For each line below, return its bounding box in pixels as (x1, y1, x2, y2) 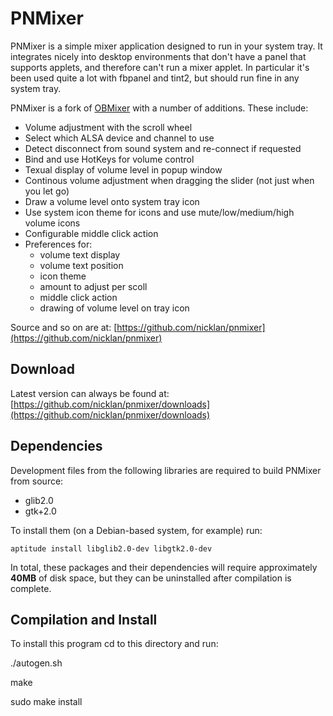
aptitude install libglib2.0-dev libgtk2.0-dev (10, 543, 213, 554)
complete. (10, 582, 52, 594)
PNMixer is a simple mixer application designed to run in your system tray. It (10, 40, 323, 52)
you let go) (24, 185, 70, 197)
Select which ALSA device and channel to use (24, 132, 215, 144)
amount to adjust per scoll (39, 280, 148, 292)
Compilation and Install (10, 611, 158, 628)
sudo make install (10, 696, 83, 708)
